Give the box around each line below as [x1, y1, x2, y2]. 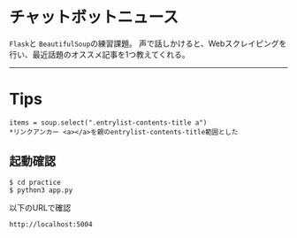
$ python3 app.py [9, 186, 73, 195]
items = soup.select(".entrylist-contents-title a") [9, 118, 208, 127]
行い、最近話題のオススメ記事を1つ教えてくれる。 [9, 49, 190, 59]
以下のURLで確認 [9, 202, 72, 212]
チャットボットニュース [9, 7, 179, 27]
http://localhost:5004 [9, 219, 93, 229]
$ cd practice [9, 178, 62, 187]
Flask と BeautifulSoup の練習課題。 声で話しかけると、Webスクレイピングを [9, 38, 287, 49]
